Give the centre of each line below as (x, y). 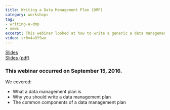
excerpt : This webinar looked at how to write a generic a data (74, 33)
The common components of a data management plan (69, 102)
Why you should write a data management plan (62, 97)
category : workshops (27, 15)
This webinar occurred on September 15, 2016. (64, 71)
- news (12, 29)
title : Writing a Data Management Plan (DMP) (54, 10)
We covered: (18, 82)
